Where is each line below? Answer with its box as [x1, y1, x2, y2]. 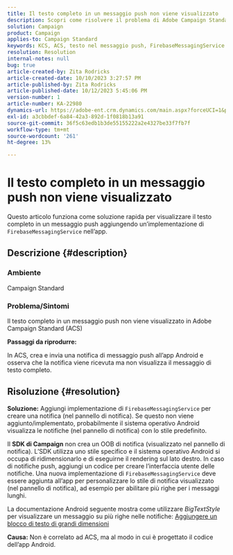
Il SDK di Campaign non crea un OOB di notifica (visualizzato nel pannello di [7, 439, 225, 448]
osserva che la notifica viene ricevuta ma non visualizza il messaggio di [7, 358, 212, 367]
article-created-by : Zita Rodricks [7, 68, 110, 75]
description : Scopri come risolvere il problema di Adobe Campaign [7, 17, 207, 24]
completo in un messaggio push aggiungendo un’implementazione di [7, 220, 205, 229]
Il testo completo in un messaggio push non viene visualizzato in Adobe [7, 317, 212, 326]
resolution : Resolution [7, 49, 76, 56]
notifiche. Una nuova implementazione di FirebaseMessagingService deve [7, 469, 216, 477]
